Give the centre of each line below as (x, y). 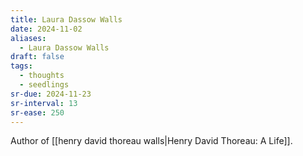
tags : (21, 66)
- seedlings (44, 85)
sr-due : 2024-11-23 (51, 94)
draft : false (37, 57)
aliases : (28, 38)
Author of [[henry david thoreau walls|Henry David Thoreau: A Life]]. (151, 141)
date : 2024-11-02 (46, 29)
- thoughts (42, 76)
